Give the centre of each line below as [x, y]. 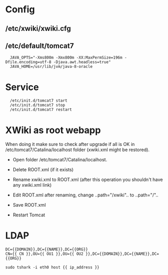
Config [20, 10]
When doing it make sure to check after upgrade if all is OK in [70, 144]
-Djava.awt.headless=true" [82, 62]
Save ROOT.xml [29, 205]
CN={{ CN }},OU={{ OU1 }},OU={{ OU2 [44, 254]
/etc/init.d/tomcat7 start [39, 101]
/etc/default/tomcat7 [40, 45]
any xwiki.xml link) [32, 185]
